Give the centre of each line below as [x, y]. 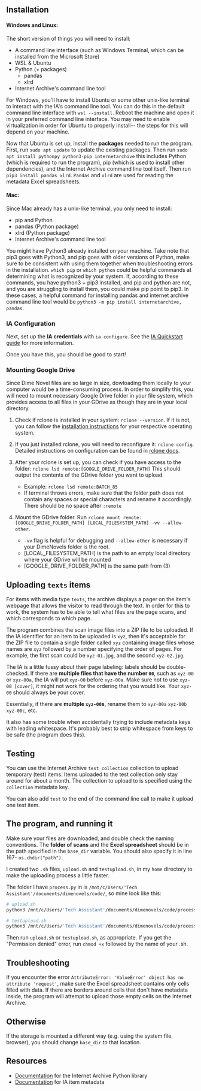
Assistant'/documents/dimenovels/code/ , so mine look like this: [84, 893]
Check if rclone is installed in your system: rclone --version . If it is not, [103, 420]
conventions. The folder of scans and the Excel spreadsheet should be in [98, 844]
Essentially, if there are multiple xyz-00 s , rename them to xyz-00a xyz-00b [97, 704]
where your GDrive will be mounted [67, 560]
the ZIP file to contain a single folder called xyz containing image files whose [100, 643]
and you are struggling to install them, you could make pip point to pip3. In [98, 289]
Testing [21, 754]
